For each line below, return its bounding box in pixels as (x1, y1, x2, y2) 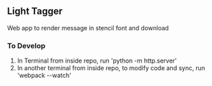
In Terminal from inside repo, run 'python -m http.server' (16, 56, 177, 65)
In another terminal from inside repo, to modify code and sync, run (16, 64, 206, 72)
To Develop (7, 41, 46, 50)
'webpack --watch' (16, 72, 72, 80)
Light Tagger (7, 6, 63, 17)
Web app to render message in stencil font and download (7, 23, 169, 32)
